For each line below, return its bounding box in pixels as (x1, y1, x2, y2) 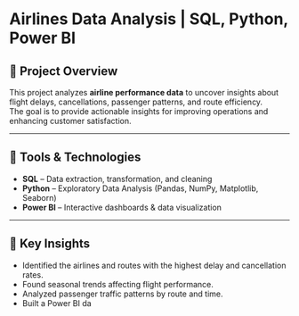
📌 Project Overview (9, 63, 118, 79)
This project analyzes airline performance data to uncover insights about (9, 87, 279, 97)
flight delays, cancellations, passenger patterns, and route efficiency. (9, 96, 263, 107)
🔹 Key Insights (9, 237, 91, 252)
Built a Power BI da (21, 297, 92, 308)
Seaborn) (21, 192, 57, 203)
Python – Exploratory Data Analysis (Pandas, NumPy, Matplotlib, (21, 183, 259, 194)
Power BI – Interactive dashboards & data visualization (21, 202, 222, 212)
